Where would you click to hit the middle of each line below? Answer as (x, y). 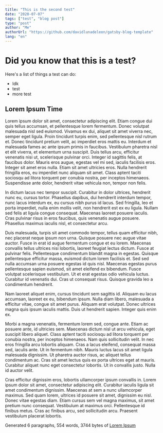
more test (22, 94)
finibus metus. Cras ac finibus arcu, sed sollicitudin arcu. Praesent (71, 411)
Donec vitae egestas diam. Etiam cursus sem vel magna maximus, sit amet (80, 400)
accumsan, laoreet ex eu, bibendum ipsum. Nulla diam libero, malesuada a (80, 299)
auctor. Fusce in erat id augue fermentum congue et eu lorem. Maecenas (78, 243)
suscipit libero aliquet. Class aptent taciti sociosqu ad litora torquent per (77, 334)
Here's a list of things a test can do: (41, 74)
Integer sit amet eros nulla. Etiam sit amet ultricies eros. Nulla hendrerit (76, 167)
